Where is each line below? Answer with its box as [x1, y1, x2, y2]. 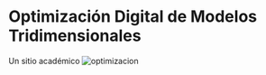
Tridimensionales [8, 25, 142, 46]
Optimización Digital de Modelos [8, 6, 258, 27]
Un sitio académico [8, 55, 80, 66]
